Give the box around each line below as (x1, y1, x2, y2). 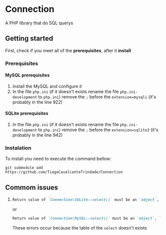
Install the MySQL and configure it (12, 83, 82, 89)
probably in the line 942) (12, 132, 63, 138)
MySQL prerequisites (5, 72, 50, 78)
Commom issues (5, 183, 58, 192)
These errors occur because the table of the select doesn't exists (12, 225, 147, 231)
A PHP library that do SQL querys (5, 20, 73, 26)
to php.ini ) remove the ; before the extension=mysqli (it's (38, 93, 156, 100)
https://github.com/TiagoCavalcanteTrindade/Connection (5, 170, 123, 175)
